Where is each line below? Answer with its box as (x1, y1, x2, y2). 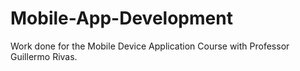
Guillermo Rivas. (10, 50, 78, 62)
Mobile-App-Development (10, 7, 233, 30)
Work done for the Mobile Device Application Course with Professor (10, 40, 290, 52)
